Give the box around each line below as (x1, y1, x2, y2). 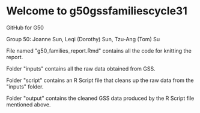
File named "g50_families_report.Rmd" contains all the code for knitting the (6, 47, 192, 54)
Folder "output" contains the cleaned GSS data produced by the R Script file (6, 94, 195, 102)
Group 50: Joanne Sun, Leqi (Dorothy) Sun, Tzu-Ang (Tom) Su (6, 35, 160, 42)
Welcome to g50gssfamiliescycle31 (6, 4, 188, 18)
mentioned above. (6, 100, 51, 108)
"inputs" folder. (6, 83, 44, 90)
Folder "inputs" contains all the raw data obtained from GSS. (6, 65, 156, 72)
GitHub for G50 (6, 24, 44, 31)
